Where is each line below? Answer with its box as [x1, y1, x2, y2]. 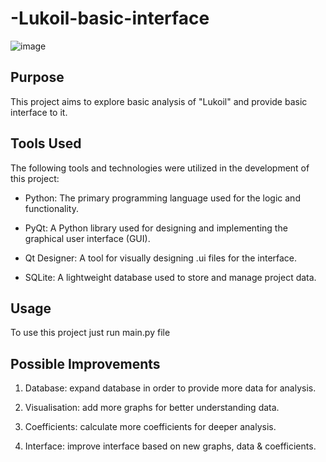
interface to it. [10, 106, 68, 118]
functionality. [24, 202, 79, 214]
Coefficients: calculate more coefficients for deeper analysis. [24, 421, 277, 433]
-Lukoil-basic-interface [10, 7, 210, 30]
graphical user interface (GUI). [24, 232, 151, 244]
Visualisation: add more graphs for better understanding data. [24, 402, 280, 414]
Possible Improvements [10, 355, 161, 372]
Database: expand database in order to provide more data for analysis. [24, 382, 317, 394]
